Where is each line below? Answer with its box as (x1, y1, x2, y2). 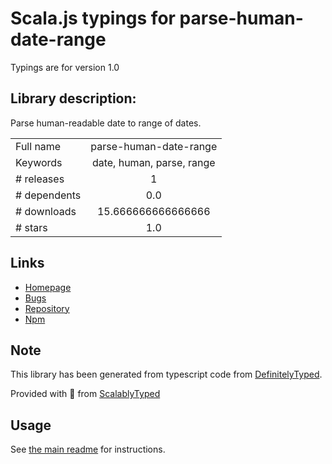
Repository (24, 302, 70, 314)
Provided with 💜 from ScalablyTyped (10, 388, 161, 400)
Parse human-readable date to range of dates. (10, 117, 202, 129)
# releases (15, 172, 65, 186)
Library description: (10, 90, 137, 107)
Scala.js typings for (10, 7, 176, 30)
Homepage (24, 281, 72, 293)
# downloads (15, 204, 77, 218)
